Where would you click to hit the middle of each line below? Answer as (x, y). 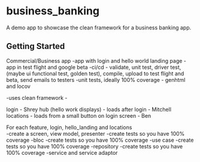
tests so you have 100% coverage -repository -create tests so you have (95, 146)
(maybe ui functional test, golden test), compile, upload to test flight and (95, 74)
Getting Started (36, 46)
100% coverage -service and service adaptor (62, 152)
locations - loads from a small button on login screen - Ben (79, 115)
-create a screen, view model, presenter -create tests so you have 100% (96, 133)
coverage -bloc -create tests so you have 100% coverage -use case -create (100, 140)
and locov (19, 86)
